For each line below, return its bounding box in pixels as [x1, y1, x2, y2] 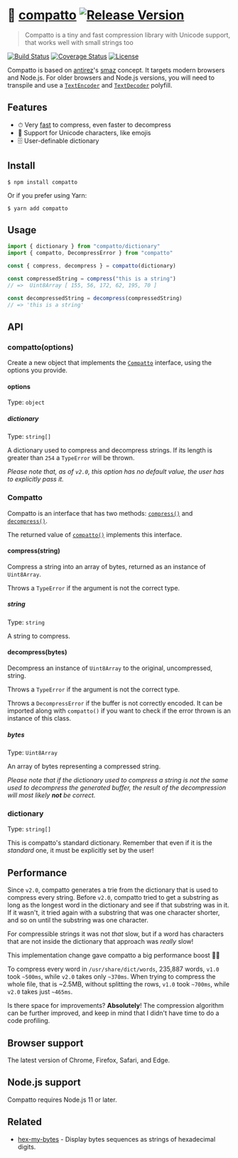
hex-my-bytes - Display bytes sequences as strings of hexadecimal [17, 1135, 216, 1143]
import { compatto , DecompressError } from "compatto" [7, 250, 173, 257]
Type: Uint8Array [7, 748, 58, 757]
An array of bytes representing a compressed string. [7, 762, 161, 770]
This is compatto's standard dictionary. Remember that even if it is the [7, 839, 212, 847]
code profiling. [7, 1016, 50, 1025]
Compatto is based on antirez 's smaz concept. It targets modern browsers [7, 65, 225, 74]
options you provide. [7, 366, 67, 375]
